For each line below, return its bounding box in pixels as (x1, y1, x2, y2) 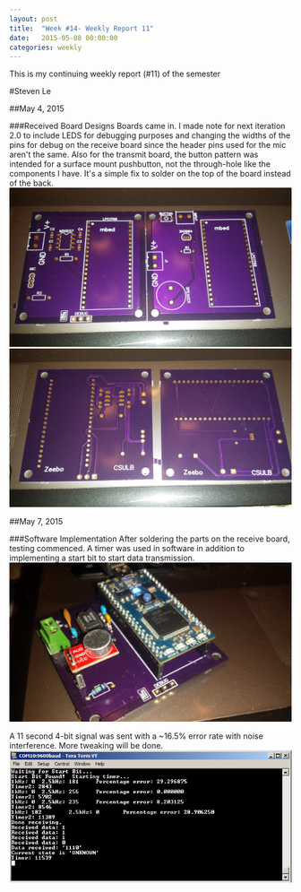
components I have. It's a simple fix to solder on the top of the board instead (9, 169, 291, 179)
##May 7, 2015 (9, 516, 64, 527)
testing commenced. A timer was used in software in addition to (9, 543, 245, 554)
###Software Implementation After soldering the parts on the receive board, (9, 533, 290, 544)
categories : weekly (9, 43, 82, 52)
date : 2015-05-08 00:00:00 (9, 33, 118, 42)
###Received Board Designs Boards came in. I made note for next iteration (9, 121, 286, 132)
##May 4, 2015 (9, 103, 64, 114)
